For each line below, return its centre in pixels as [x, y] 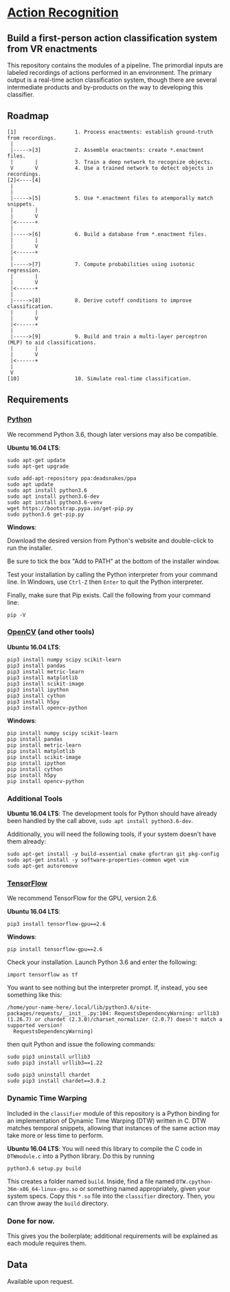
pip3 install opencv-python [47, 708]
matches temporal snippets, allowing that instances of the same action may [114, 1128]
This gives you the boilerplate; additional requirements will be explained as [113, 1236]
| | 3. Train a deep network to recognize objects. [112, 162]
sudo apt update [30, 484]
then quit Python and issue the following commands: [81, 1044]
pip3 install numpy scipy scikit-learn [64, 659]
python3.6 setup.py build [44, 1168]
